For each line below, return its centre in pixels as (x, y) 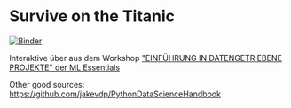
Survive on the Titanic (92, 16)
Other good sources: (47, 84)
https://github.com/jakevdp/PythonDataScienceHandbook (115, 94)
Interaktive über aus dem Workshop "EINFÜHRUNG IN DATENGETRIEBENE (145, 58)
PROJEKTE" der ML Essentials (65, 67)
